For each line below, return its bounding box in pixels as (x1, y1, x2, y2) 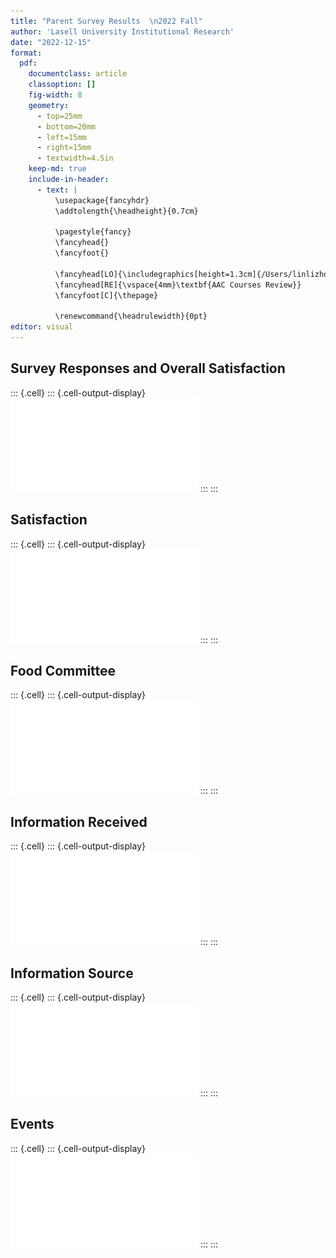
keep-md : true (28, 164, 87, 174)
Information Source (10, 965, 134, 982)
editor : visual (10, 322, 74, 332)
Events (10, 1116, 55, 1133)
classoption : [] (28, 80, 97, 90)
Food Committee (10, 663, 117, 680)
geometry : (28, 100, 70, 110)
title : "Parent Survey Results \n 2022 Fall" (10, 16, 203, 26)
